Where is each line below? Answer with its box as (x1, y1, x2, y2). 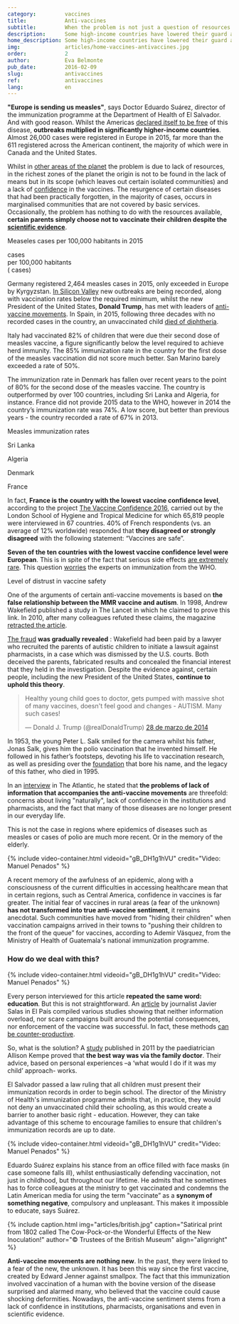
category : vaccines (7, 10, 91, 18)
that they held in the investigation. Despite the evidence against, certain (7, 665, 218, 674)
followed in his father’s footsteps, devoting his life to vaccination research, (7, 752, 225, 760)
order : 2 (7, 51, 69, 58)
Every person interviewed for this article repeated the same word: (7, 992, 202, 1000)
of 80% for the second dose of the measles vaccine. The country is (7, 383, 206, 392)
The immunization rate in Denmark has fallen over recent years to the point (7, 375, 227, 384)
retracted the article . (7, 621, 68, 630)
